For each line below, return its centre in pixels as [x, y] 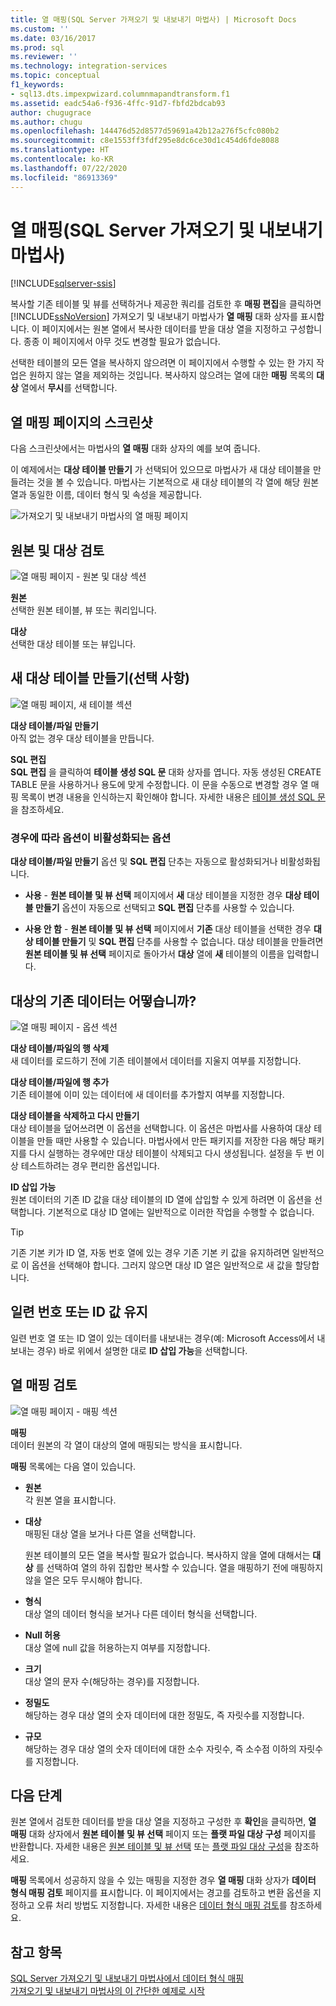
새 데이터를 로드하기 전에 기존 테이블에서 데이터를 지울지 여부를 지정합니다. [156, 1060]
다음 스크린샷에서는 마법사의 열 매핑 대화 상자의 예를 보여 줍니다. [135, 448]
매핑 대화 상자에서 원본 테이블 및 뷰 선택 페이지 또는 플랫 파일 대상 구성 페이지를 [163, 1834]
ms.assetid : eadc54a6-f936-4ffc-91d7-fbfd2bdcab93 [118, 103]
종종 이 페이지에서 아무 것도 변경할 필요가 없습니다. [122, 342]
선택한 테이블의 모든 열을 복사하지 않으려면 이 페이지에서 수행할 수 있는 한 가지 [162, 363]
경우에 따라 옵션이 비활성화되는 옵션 [91, 838]
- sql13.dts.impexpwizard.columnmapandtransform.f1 [120, 94]
